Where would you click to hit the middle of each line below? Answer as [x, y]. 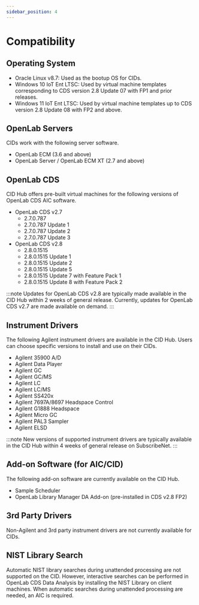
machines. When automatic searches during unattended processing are [95, 589]
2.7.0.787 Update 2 [47, 231]
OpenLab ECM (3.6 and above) [53, 155]
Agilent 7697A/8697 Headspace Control [64, 403]
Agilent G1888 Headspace [47, 409]
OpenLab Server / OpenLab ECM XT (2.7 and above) [80, 161]
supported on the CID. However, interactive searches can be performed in [97, 576]
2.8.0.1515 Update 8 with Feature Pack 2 [73, 282]
